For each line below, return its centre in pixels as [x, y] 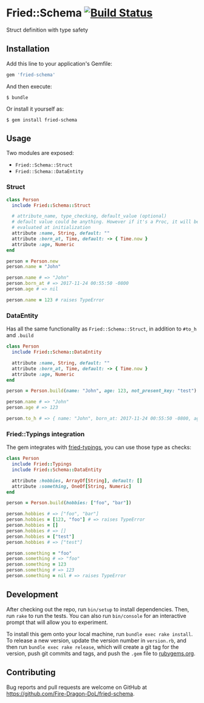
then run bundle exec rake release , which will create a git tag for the [93, 646]
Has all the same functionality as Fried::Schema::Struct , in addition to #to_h [102, 329]
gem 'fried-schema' [31, 75]
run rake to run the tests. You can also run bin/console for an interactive [96, 616]
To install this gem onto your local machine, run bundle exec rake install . [100, 634]
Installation [28, 49]
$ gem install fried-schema [42, 120]
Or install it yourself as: [35, 109]
